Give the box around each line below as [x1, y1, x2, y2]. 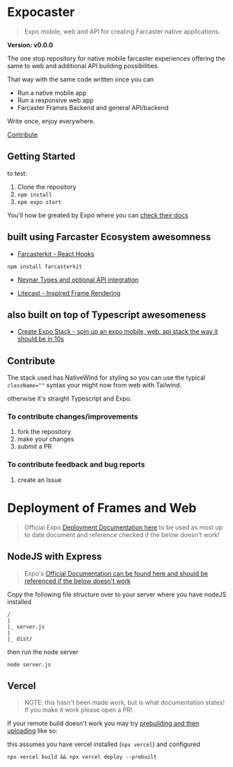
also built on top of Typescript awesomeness [7, 309, 207, 320]
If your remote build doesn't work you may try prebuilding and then [7, 719, 200, 728]
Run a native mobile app [17, 88, 87, 97]
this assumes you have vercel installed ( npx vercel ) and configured [7, 740, 200, 749]
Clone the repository [17, 183, 77, 191]
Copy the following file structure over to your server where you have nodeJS [7, 590, 227, 598]
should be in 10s [17, 335, 65, 343]
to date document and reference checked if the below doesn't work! [24, 530, 220, 539]
